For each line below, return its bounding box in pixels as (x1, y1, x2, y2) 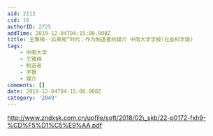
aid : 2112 (7, 10, 36, 17)
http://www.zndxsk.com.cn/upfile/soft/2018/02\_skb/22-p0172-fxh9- (7, 114, 206, 122)
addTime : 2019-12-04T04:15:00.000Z (7, 29, 111, 37)
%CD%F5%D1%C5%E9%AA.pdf (7, 121, 103, 129)
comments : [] (7, 82, 45, 89)
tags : (7, 43, 23, 50)
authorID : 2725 (7, 23, 52, 30)
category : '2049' (7, 95, 58, 102)
